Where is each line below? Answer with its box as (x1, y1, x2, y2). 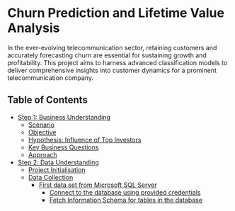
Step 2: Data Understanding (17, 158, 99, 166)
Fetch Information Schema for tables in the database (49, 195, 203, 204)
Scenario (28, 120, 55, 129)
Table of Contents (7, 94, 88, 106)
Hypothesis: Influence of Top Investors (28, 135, 142, 144)
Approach (28, 150, 58, 159)
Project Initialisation (28, 165, 86, 174)
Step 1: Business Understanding (17, 113, 111, 121)
